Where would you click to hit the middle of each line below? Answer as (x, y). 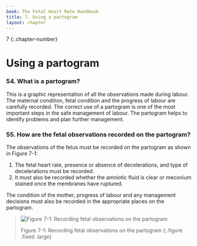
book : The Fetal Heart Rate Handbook (52, 11)
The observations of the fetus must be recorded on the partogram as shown (98, 147)
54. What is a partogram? (43, 81)
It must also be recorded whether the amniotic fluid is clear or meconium (103, 178)
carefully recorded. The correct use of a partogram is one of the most (91, 107)
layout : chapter (26, 22)
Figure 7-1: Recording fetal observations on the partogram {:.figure (101, 231)
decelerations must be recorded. (54, 171)
